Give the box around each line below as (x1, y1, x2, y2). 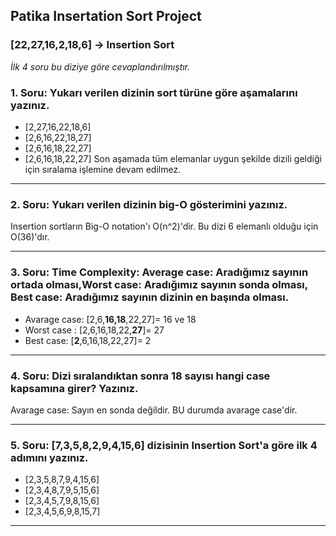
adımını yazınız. (10, 450, 89, 464)
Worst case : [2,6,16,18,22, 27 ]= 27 (24, 324, 165, 336)
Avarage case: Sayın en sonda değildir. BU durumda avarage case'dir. (10, 404, 298, 416)
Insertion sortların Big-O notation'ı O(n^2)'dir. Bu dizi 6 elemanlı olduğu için (10, 220, 319, 233)
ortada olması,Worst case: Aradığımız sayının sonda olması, (10, 278, 308, 292)
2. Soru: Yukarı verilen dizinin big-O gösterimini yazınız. (10, 197, 288, 211)
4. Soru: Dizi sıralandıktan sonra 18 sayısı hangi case (10, 369, 271, 383)
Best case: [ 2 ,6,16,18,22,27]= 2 (24, 334, 152, 346)
